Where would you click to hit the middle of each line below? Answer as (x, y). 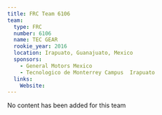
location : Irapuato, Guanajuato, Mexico (73, 53)
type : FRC (28, 27)
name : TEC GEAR (36, 40)
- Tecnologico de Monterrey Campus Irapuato (88, 72)
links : (23, 79)
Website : (33, 86)
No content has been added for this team (67, 105)
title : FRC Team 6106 (39, 14)
